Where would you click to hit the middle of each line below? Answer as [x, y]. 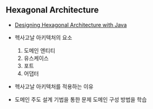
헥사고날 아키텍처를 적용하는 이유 [54, 86]
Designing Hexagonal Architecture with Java [70, 24]
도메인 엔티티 [39, 50]
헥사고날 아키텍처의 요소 [43, 37]
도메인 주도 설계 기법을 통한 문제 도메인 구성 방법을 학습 [81, 99]
